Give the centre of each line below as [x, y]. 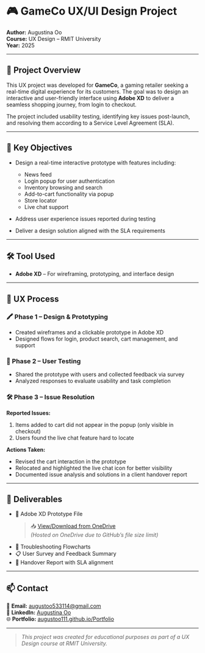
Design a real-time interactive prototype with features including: [95, 163]
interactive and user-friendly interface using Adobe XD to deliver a [90, 98]
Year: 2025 [20, 45]
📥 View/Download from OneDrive [73, 526]
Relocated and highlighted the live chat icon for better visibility [94, 468]
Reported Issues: [28, 413]
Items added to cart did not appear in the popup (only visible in [94, 424]
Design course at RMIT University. [64, 644]
